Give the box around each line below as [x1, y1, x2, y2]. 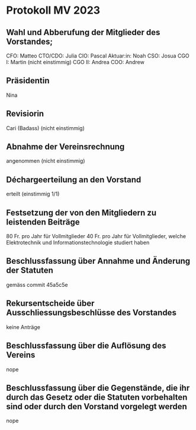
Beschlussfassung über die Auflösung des [6, 341, 167, 351]
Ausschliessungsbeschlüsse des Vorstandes [6, 308, 176, 318]
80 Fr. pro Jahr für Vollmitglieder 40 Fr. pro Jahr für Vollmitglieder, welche [6, 233, 187, 240]
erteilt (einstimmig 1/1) [6, 191, 60, 198]
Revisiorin [6, 109, 44, 119]
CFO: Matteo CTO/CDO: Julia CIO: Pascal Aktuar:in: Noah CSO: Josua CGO [6, 52, 189, 59]
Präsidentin [6, 75, 50, 86]
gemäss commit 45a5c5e [6, 281, 68, 288]
